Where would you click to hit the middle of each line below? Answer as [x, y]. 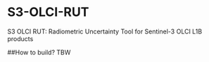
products [20, 38]
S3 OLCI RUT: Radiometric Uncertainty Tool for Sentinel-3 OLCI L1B [105, 31]
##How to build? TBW [39, 52]
